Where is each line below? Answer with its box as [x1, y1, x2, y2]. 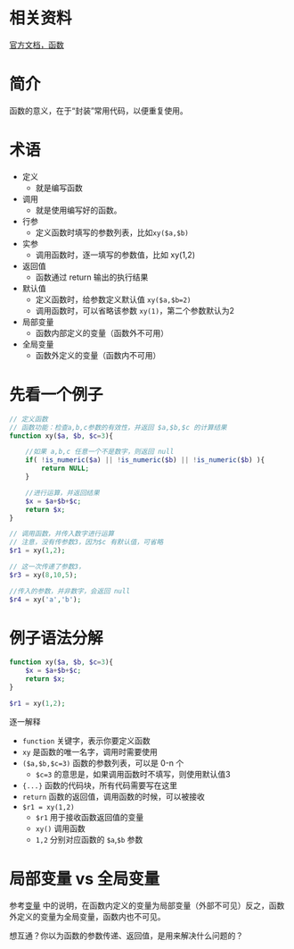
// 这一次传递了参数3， [9, 562, 86, 571]
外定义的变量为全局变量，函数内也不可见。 [9, 911, 166, 921]
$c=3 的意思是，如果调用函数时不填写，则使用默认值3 [35, 768, 231, 779]
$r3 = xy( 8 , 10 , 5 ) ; [9, 570, 78, 579]
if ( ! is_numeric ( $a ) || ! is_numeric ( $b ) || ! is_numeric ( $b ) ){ [25, 456, 265, 465]
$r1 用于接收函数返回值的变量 [35, 811, 144, 822]
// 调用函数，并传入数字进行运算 [9, 529, 114, 539]
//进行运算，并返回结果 [25, 488, 100, 497]
